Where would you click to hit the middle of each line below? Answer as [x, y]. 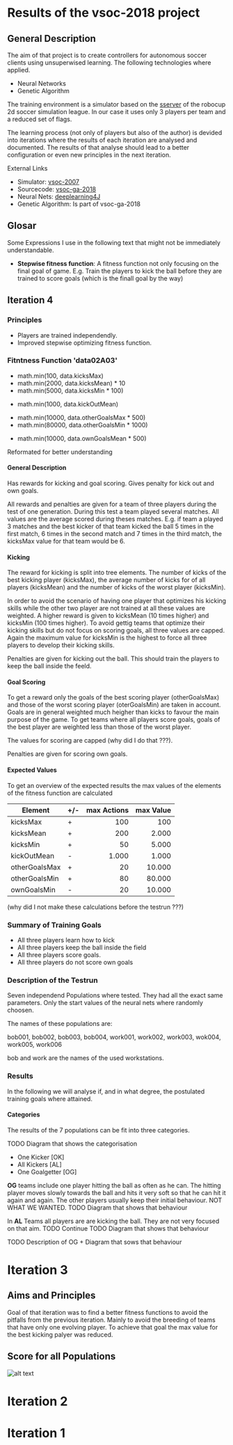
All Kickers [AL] [40, 1164]
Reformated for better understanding [60, 452]
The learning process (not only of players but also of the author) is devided [115, 133]
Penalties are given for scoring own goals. [67, 754]
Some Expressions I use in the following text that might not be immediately [114, 242]
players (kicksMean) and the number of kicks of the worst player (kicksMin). [116, 587]
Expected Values [32, 770]
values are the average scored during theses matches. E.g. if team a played [115, 519]
